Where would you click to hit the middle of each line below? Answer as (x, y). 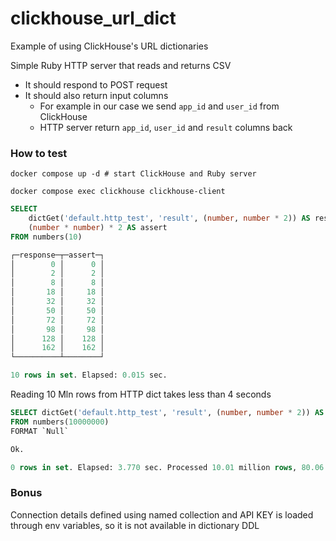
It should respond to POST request (96, 84)
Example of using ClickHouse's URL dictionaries (109, 46)
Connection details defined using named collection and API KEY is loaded (162, 514)
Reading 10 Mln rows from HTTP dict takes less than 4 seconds (141, 394)
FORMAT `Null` (40, 431)
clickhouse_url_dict (93, 18)
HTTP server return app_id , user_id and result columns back (166, 127)
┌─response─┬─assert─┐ (57, 255)
